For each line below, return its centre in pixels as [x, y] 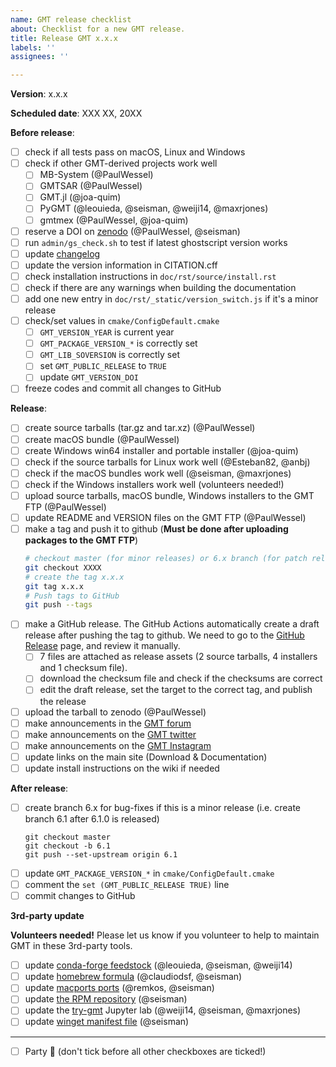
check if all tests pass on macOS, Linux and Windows [135, 152]
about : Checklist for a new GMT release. [98, 29]
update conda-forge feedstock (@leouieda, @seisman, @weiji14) [158, 965]
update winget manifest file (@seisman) [107, 1022]
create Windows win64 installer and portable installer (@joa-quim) [161, 450]
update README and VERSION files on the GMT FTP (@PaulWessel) [165, 517]
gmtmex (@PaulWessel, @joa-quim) [114, 220]
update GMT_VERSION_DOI [89, 377]
